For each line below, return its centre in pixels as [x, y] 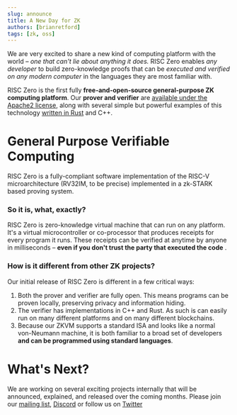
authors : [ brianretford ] [44, 27]
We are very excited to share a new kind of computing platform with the [111, 54]
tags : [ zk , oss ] [31, 34]
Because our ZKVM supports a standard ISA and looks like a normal [116, 325]
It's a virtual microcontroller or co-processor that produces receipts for [111, 233]
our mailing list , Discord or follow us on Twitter [75, 404]
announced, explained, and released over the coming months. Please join [114, 396]
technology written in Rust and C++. [60, 113]
